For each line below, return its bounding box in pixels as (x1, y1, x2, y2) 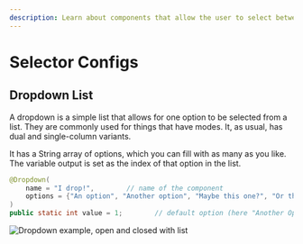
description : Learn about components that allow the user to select (9, 13, 272, 23)
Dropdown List (9, 87, 94, 104)
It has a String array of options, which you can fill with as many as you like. (9, 148, 287, 158)
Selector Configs (9, 51, 139, 72)
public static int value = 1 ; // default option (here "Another (9, 209, 284, 218)
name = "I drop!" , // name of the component (25, 184, 224, 193)
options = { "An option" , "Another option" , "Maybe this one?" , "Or (25, 192, 284, 201)
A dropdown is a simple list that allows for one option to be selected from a (9, 112, 288, 122)
